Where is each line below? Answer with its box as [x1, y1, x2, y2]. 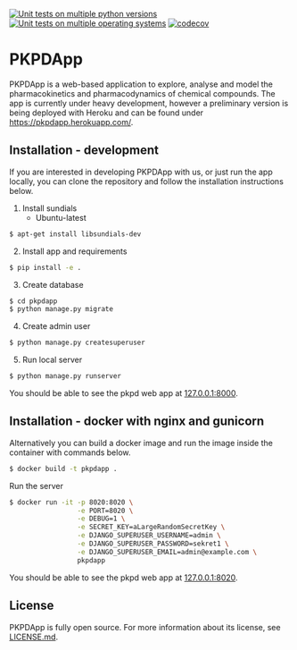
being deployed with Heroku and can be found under [9, 107, 203, 118]
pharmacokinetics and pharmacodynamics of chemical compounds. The [9, 88, 276, 98]
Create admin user [21, 321, 91, 332]
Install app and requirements [21, 246, 128, 257]
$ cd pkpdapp [9, 296, 58, 306]
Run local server [21, 354, 83, 366]
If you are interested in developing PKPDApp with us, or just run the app [9, 166, 274, 177]
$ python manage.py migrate [9, 305, 114, 314]
